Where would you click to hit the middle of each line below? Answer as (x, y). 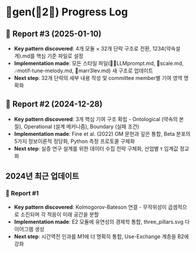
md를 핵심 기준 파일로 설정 (53, 56)
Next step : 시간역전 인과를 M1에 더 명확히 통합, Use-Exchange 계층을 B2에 (101, 236)
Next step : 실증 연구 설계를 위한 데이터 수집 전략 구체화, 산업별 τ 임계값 (96, 148)
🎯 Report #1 (22, 194)
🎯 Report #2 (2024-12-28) (54, 104)
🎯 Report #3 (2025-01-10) (54, 34)
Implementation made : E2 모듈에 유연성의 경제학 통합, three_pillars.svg (99, 222)
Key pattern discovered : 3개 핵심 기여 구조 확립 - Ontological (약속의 (96, 119)
